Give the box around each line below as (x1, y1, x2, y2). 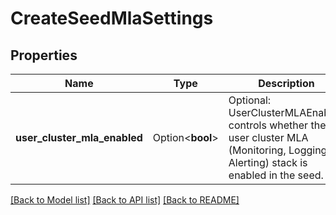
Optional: (228, 93, 272, 107)
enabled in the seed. (228, 168, 324, 182)
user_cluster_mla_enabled (15, 131, 143, 144)
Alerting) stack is (228, 156, 308, 169)
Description (258, 77, 315, 90)
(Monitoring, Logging (228, 143, 328, 157)
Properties (10, 47, 78, 64)
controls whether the (228, 118, 327, 132)
